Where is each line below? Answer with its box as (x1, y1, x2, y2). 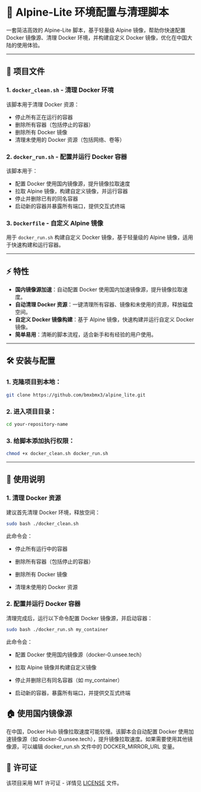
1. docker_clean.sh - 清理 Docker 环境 (6, 86, 114, 94)
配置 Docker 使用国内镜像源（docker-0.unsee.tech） (14, 651, 145, 658)
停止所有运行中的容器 (14, 545, 68, 552)
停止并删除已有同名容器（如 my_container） (14, 676, 123, 683)
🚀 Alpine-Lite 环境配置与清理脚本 (6, 5, 169, 19)
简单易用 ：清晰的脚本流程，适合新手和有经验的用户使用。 (14, 331, 157, 338)
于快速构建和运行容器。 (6, 241, 64, 249)
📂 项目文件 (6, 67, 45, 77)
